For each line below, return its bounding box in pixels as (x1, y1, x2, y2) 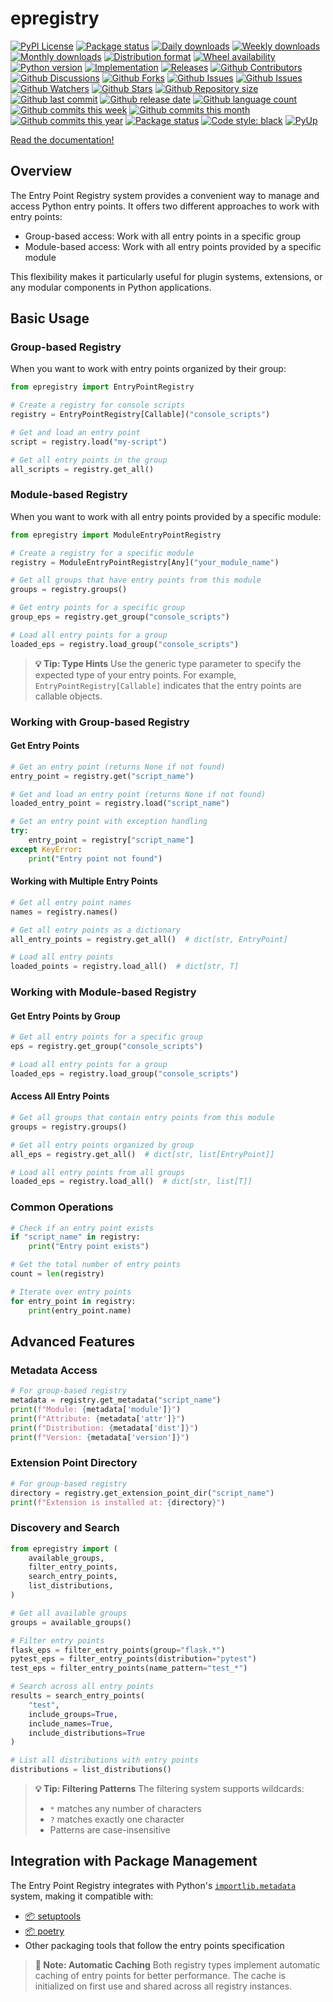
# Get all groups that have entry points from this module (10, 575, 262, 586)
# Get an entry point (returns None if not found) (10, 762, 226, 772)
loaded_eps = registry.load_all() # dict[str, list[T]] (10, 1177, 253, 1187)
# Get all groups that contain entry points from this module (10, 1113, 275, 1123)
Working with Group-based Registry (10, 715, 190, 729)
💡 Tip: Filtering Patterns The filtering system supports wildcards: (34, 1783, 305, 1795)
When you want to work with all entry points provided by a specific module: (10, 510, 322, 522)
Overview (10, 163, 73, 180)
